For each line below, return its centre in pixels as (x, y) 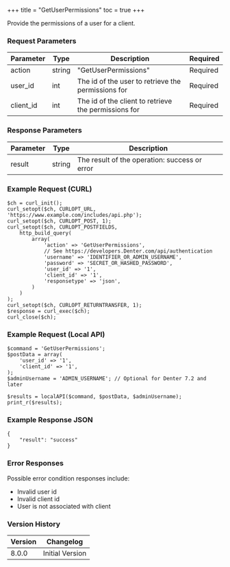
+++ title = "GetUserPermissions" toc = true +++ (76, 10)
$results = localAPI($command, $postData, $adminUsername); (95, 397)
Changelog (65, 542)
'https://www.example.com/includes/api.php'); (75, 215)
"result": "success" (49, 440)
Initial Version (65, 553)
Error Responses (35, 463)
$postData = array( (35, 355)
